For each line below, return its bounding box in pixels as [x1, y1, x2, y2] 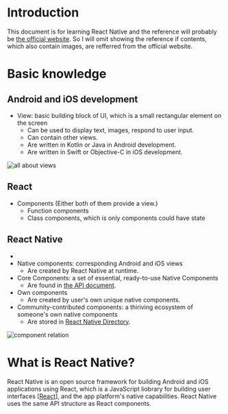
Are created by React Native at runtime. [27, 266, 139, 275]
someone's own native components [16, 310, 118, 318]
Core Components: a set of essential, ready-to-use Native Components [16, 273, 218, 282]
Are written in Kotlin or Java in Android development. [27, 141, 177, 149]
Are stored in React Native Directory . [27, 317, 131, 326]
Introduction [7, 5, 79, 21]
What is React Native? [7, 354, 136, 370]
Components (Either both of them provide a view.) [16, 199, 158, 207]
